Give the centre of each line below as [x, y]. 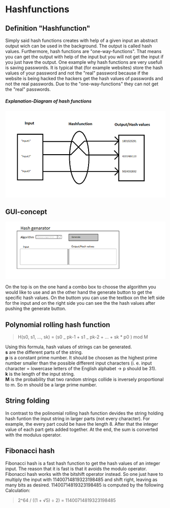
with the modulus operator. [34, 434]
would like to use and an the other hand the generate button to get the [79, 293]
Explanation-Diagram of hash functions [48, 101]
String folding [27, 401]
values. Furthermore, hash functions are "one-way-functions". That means [83, 51]
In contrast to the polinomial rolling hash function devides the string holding [84, 413]
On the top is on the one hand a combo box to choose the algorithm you [81, 287]
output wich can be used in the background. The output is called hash [79, 46]
